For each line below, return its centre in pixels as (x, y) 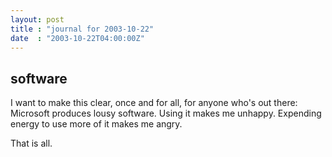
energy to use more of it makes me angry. (96, 124)
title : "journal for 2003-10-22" (82, 29)
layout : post (37, 19)
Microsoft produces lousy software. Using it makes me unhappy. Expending (166, 113)
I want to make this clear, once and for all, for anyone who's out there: (154, 103)
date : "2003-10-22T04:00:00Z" (77, 38)
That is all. (31, 143)
